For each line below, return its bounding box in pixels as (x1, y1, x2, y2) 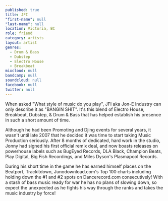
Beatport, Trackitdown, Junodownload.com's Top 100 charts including (5, 168, 151, 174)
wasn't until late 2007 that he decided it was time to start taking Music (5, 132, 151, 138)
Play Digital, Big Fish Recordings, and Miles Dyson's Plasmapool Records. (5, 153, 158, 159)
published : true (5, 7, 39, 13)
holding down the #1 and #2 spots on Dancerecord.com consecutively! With (5, 174, 163, 180)
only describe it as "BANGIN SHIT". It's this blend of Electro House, (5, 106, 145, 112)
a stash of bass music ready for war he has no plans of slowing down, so (5, 179, 157, 185)
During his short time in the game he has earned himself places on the (5, 163, 151, 169)
